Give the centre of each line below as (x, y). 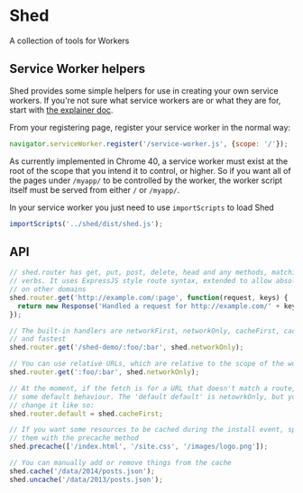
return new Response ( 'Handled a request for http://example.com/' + (149, 306)
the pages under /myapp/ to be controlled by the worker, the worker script (146, 180)
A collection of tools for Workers (69, 41)
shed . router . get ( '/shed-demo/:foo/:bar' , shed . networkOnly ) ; (127, 348)
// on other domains (48, 289)
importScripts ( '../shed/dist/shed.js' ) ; (87, 224)
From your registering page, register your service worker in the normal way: (150, 127)
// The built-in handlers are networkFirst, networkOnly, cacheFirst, (145, 331)
